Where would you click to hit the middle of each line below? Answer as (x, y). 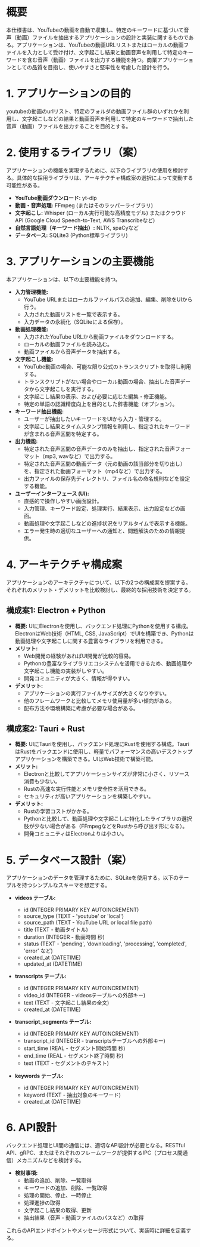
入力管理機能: (32, 292)
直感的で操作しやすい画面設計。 (63, 501)
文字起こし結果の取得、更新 (58, 1211)
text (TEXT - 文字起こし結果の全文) (66, 1003)
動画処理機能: (32, 329)
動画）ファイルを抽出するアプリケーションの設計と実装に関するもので (102, 37)
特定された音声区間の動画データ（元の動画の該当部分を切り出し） (104, 463)
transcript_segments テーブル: (53, 1022)
